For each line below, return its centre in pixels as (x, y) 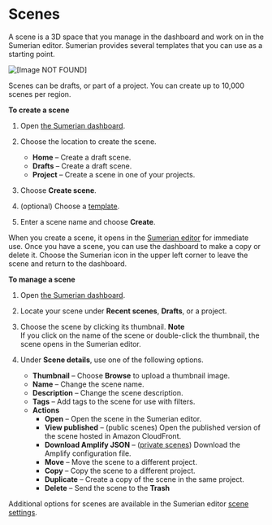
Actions (46, 410)
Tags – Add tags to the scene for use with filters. (114, 401)
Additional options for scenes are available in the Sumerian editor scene (129, 503)
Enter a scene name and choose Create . (88, 221)
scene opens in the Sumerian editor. (80, 343)
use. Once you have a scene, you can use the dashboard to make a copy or (135, 246)
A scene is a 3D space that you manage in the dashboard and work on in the (136, 37)
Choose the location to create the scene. (88, 141)
